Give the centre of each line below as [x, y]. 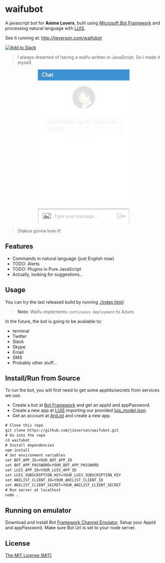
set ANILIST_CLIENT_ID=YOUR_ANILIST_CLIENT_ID [54, 480]
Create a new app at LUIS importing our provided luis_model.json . [80, 410]
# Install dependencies [30, 446]
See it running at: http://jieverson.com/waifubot [54, 38]
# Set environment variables [35, 455]
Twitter [20, 336]
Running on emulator [38, 510]
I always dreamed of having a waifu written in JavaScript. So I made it [89, 57]
